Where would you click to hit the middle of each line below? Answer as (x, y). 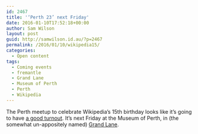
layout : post (22, 34)
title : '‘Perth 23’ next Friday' (48, 17)
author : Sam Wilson (30, 28)
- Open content (30, 56)
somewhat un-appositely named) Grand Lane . (63, 124)
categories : (21, 51)
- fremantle (27, 73)
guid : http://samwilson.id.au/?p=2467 (54, 39)
